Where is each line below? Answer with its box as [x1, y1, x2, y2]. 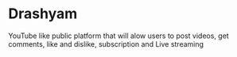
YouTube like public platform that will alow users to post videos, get [8, 31, 229, 40]
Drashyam [8, 5, 78, 23]
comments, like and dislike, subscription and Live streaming [8, 39, 204, 48]
